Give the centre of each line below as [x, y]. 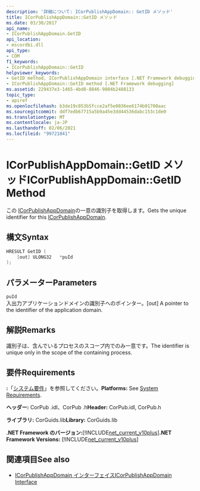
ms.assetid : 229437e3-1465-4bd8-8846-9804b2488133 [70, 89]
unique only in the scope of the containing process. [69, 352]
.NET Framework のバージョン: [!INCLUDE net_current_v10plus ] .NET [89, 433]
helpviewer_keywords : [33, 73]
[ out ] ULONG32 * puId [45, 257]
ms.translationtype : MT [36, 117]
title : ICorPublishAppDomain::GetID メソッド [62, 17]
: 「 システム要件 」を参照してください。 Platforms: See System [82, 388]
